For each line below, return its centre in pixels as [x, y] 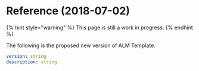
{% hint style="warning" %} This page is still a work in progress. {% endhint [99, 27]
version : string [26, 56]
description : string [32, 62]
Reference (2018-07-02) [68, 11]
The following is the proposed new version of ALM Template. [81, 45]
